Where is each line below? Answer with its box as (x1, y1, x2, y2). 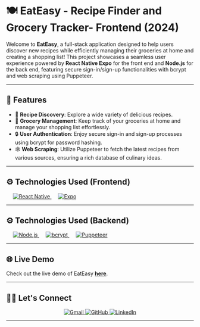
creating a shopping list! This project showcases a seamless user (6, 53, 166, 60)
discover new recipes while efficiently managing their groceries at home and (6, 46, 194, 54)
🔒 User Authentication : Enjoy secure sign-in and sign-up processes (14, 130, 183, 137)
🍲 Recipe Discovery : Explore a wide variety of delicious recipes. (14, 111, 173, 118)
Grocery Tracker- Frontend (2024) (6, 21, 179, 35)
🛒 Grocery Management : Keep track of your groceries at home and (14, 117, 181, 124)
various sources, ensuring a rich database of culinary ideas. (14, 154, 162, 161)
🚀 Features (6, 95, 47, 105)
